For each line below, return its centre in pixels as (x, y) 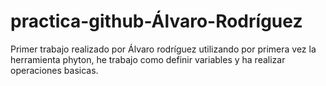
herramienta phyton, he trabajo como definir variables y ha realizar (148, 59)
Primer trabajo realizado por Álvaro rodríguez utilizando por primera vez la (163, 49)
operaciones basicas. (54, 70)
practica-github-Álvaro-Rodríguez (156, 21)
